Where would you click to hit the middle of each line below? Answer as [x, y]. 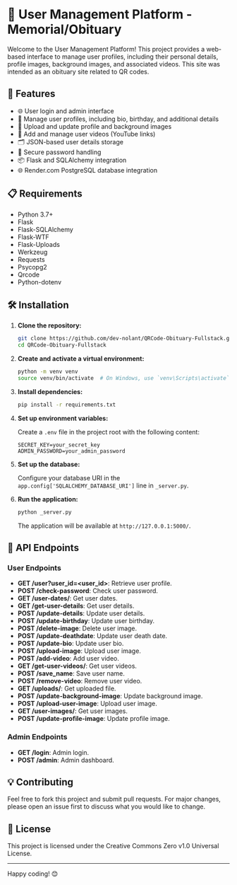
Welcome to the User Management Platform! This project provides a [106, 49]
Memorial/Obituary [65, 29]
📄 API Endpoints [43, 548]
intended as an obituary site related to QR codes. [78, 71]
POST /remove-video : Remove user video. [80, 681]
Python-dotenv [39, 282]
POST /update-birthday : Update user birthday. [86, 621]
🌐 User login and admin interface [66, 111]
